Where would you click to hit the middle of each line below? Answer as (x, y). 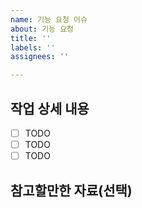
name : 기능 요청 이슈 (49, 19)
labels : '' (33, 47)
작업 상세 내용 (50, 108)
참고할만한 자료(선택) (71, 190)
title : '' (31, 38)
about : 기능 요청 (42, 29)
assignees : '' (40, 57)
